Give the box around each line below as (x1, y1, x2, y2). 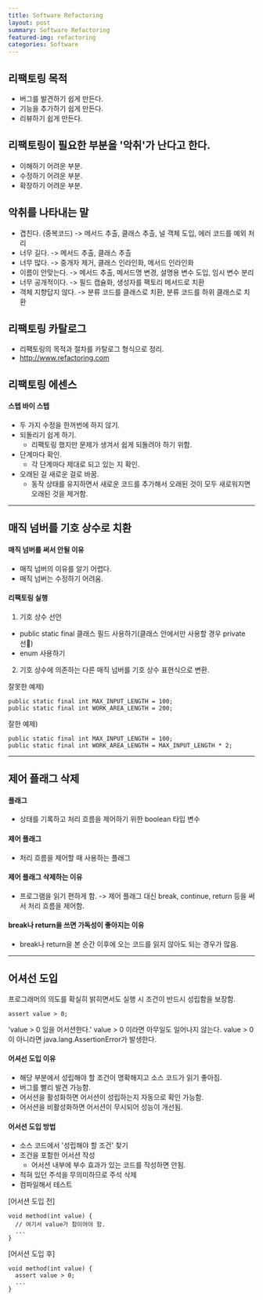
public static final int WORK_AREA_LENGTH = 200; (8, 704, 174, 712)
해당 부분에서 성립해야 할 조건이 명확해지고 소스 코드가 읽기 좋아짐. (19, 1072, 222, 1082)
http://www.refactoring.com (19, 353, 110, 363)
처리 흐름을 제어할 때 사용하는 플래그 (19, 853, 131, 862)
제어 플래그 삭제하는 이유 (8, 872, 83, 882)
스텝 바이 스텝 (8, 401, 49, 411)
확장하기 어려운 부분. (19, 181, 83, 190)
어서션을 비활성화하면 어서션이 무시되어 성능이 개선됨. (19, 1102, 183, 1112)
